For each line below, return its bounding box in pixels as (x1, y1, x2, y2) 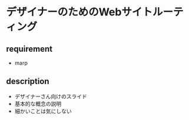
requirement (6, 44, 53, 54)
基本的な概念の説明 (14, 100, 62, 107)
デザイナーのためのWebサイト (6, 5, 153, 19)
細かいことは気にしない (14, 107, 72, 115)
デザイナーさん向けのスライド (14, 92, 87, 100)
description (6, 76, 49, 86)
